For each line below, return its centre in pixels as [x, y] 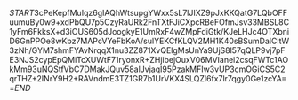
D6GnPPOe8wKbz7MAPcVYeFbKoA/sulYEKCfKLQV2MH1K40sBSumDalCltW [149, 41]
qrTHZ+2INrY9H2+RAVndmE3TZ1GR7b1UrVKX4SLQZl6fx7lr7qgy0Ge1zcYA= [148, 78]
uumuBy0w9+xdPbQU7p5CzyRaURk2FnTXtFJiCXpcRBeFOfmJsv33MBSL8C [149, 22]
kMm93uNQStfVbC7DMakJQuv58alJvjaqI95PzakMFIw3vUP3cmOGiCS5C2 [147, 69]
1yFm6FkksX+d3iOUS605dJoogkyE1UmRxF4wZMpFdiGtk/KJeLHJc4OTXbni [149, 31]
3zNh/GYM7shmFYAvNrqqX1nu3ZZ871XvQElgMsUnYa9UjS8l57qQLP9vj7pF [148, 50]
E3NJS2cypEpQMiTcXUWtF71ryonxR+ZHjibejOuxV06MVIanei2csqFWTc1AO [149, 60]
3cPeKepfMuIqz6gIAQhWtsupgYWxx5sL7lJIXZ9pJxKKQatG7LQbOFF [161, 13]
